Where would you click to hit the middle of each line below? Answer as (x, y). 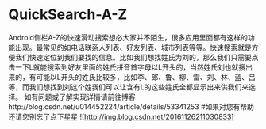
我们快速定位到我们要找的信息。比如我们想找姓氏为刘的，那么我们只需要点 (137, 57)
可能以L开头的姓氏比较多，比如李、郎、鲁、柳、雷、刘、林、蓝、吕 (145, 77)
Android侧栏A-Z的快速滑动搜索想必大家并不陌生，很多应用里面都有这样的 (128, 37)
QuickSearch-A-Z (68, 15)
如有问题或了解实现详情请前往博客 (79, 97)
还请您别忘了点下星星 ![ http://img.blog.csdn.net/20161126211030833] (121, 116)
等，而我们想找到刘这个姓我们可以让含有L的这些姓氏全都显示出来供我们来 (128, 87)
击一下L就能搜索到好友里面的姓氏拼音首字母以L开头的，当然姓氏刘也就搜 (127, 67)
